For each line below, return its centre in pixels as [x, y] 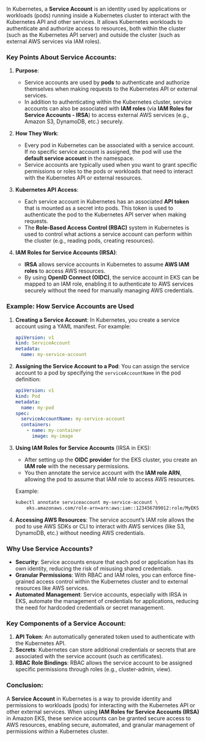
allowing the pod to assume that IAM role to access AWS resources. [110, 479]
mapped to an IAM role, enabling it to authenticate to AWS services [109, 284]
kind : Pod [28, 396]
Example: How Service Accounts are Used [70, 306]
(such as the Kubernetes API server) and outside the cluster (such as [93, 35]
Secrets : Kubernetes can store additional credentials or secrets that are [105, 650]
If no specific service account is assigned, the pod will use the [103, 152]
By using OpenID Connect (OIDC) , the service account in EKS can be [112, 278]
